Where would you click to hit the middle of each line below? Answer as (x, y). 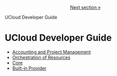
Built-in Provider (29, 68)
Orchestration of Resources (41, 57)
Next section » (85, 7)
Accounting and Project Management (51, 52)
